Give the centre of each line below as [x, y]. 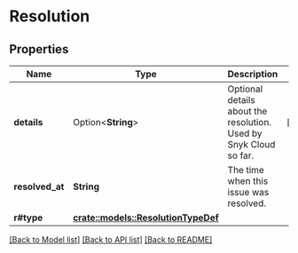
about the [247, 111]
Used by [245, 133]
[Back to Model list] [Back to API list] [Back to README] [111, 240]
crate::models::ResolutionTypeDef [145, 217]
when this [248, 181]
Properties [39, 49]
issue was [248, 192]
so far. [241, 155]
